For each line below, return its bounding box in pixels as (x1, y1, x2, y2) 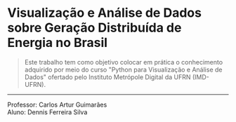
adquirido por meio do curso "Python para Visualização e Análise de (24, 65, 223, 74)
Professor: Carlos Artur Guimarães (7, 100, 107, 109)
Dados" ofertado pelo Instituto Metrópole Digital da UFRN (24, 72, 191, 81)
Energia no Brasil (7, 35, 107, 50)
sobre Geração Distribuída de (7, 20, 182, 36)
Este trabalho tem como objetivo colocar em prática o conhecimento (24, 57, 223, 66)
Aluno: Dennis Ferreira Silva (7, 107, 88, 116)
